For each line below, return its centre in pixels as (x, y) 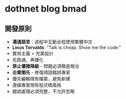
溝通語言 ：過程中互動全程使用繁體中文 (52, 42)
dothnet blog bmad (46, 9)
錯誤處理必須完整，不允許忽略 (43, 91)
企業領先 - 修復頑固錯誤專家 (41, 72)
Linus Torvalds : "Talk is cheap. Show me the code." (67, 47)
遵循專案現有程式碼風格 (37, 85)
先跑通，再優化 (28, 60)
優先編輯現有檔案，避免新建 (41, 79)
